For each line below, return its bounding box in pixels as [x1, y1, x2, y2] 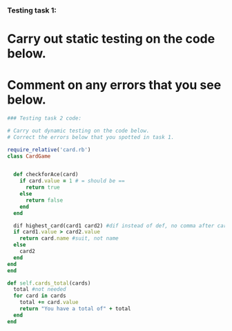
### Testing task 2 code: [7, 115, 81, 122]
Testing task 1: [7, 6, 57, 15]
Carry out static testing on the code [7, 31, 215, 47]
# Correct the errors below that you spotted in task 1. [7, 133, 175, 140]
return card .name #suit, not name [19, 235, 119, 242]
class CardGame [7, 153, 51, 160]
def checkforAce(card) [13, 171, 79, 178]
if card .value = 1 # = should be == [19, 178, 126, 185]
